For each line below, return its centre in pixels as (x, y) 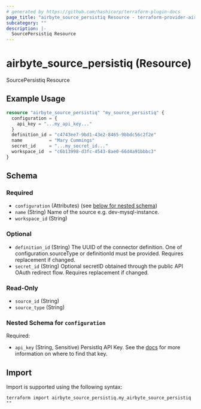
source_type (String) (39, 307)
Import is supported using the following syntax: (64, 387)
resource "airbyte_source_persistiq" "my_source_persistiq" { (85, 112)
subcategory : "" (26, 23)
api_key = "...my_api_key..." (55, 124)
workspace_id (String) (41, 218)
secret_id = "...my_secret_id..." (60, 146)
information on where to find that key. (61, 354)
